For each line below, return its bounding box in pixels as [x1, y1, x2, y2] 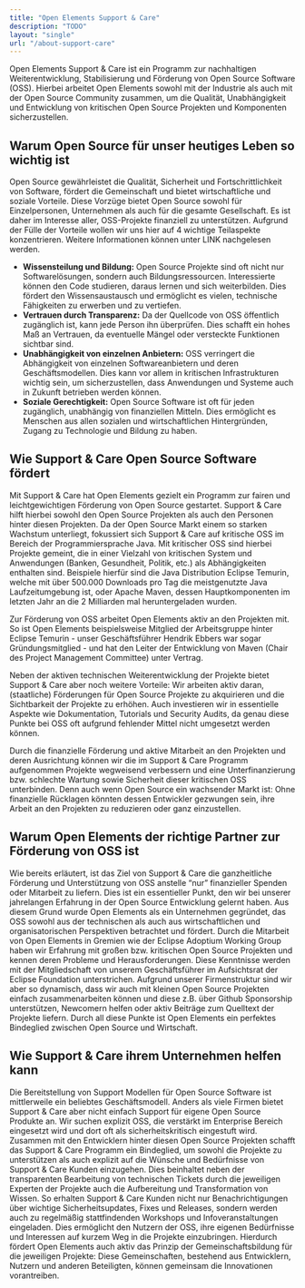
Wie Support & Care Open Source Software [9, 451, 257, 467]
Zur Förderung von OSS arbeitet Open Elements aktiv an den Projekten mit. [9, 614, 290, 624]
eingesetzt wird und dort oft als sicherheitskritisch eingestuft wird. [9, 1125, 258, 1136]
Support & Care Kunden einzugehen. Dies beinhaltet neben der [9, 1164, 245, 1175]
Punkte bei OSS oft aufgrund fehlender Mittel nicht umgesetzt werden [9, 718, 271, 729]
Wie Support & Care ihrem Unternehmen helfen [9, 1048, 281, 1064]
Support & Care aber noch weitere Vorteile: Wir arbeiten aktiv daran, [9, 679, 265, 690]
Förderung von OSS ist [9, 843, 140, 859]
